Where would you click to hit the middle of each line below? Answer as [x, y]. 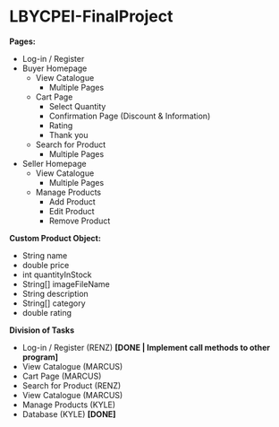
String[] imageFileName [66, 283]
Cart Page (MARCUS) [62, 376]
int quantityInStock [57, 274]
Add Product [72, 201]
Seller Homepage [54, 163]
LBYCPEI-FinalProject [91, 17]
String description [55, 293]
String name [45, 255]
